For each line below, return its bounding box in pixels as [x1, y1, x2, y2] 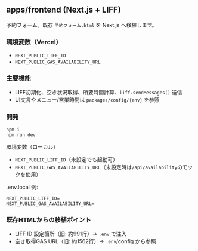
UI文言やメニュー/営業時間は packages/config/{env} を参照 [14, 96, 160, 103]
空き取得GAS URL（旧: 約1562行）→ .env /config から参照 [14, 238, 156, 244]
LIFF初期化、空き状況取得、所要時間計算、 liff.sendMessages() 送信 [14, 89, 182, 96]
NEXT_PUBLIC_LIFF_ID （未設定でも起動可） [14, 155, 118, 163]
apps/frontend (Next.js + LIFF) [6, 5, 121, 15]
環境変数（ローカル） [6, 143, 58, 150]
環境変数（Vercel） [6, 38, 63, 46]
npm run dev [6, 131, 36, 138]
